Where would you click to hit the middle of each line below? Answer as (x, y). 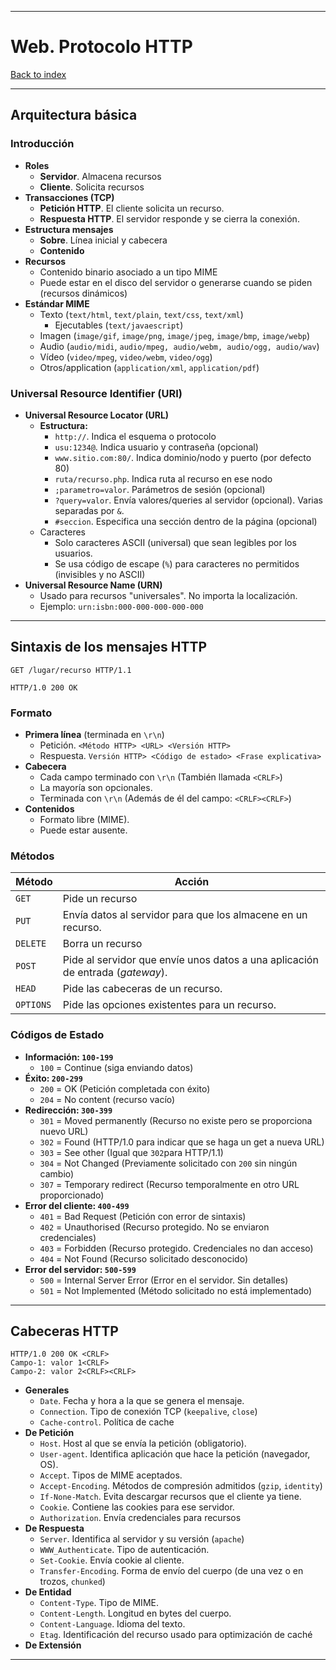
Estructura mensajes (69, 229)
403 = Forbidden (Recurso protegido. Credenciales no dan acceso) (176, 1248)
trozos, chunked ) (72, 1582)
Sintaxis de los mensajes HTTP (109, 647)
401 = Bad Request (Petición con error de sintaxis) (143, 1216)
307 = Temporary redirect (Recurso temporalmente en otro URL (169, 1184)
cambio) (57, 1173)
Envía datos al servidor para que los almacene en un (185, 915)
